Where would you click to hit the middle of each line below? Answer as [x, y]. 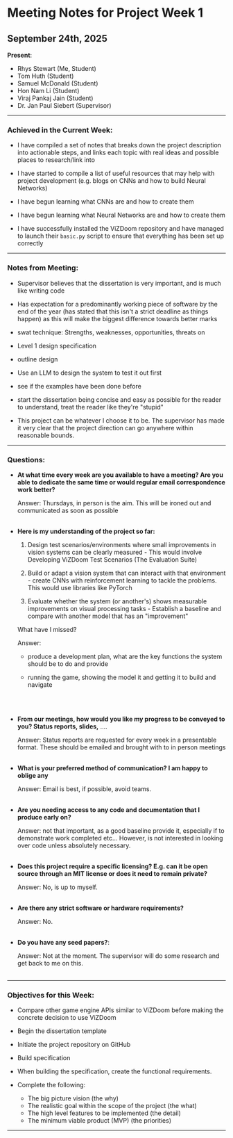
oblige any [33, 775]
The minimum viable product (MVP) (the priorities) [100, 1121]
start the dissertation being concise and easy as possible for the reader [119, 399]
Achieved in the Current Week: [60, 130]
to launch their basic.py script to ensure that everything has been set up [120, 236]
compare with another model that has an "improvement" [108, 616]
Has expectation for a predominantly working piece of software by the [118, 304]
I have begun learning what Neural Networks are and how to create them [121, 215]
